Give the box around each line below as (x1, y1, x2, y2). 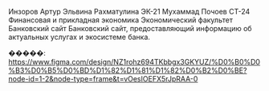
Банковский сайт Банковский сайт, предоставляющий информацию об (8, 24, 252, 33)
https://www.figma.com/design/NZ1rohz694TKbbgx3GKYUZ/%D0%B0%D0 (8, 57, 261, 66)
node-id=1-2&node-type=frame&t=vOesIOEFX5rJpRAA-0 (8, 74, 198, 83)
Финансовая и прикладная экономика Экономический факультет (8, 15, 233, 25)
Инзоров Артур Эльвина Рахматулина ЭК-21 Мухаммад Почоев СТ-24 (8, 7, 251, 16)
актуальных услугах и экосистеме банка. (8, 32, 151, 42)
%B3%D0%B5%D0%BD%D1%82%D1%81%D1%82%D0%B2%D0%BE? (8, 65, 247, 75)
